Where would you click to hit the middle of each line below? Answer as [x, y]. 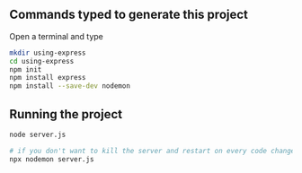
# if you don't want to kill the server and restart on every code [138, 151]
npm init [26, 69]
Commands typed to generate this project [129, 15]
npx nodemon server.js [52, 159]
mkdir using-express [48, 53]
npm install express [48, 78]
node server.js [38, 134]
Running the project [66, 114]
